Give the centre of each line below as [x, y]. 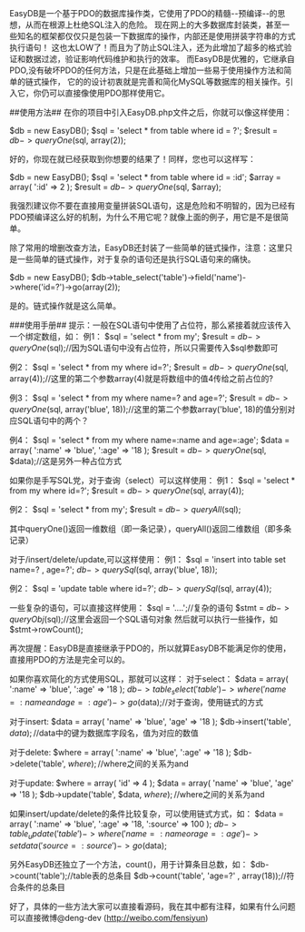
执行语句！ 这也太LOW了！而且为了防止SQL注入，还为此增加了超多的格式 [147, 47]
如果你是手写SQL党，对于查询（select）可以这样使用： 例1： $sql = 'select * [152, 480]
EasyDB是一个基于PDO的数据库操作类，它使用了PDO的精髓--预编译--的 [144, 13]
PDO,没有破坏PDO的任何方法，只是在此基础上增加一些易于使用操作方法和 [147, 70]
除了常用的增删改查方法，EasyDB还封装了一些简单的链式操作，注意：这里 [147, 248]
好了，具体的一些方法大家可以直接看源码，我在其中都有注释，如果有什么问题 [152, 906]
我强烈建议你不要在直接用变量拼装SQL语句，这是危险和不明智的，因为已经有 [152, 206]
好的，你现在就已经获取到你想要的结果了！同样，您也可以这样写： [133, 159]
